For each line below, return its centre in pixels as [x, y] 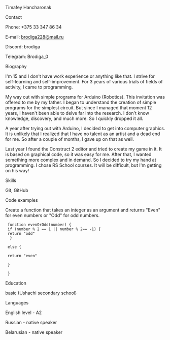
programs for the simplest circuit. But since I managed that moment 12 [79, 108]
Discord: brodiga [23, 47]
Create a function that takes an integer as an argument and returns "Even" [83, 210]
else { [14, 247]
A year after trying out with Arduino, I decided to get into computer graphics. [85, 128]
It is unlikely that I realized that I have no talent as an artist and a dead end [83, 134]
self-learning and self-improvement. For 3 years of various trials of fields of [84, 82]
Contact [13, 17]
